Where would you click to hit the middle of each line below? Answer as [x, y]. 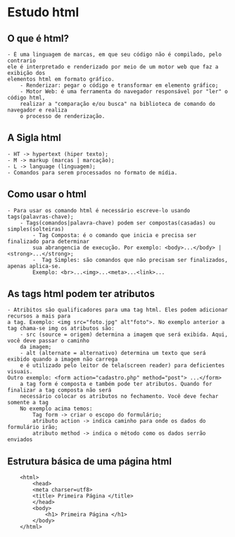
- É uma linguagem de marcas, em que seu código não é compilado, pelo [114, 54]
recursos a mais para [39, 316]
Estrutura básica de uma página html [90, 461]
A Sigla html [34, 138]
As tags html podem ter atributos [81, 294]
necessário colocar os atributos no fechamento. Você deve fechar [119, 397]
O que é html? [38, 38]
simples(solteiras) [36, 229]
